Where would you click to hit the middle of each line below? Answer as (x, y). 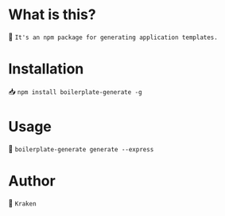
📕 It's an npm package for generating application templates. (113, 37)
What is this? (52, 15)
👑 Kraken (23, 203)
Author (32, 181)
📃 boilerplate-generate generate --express (81, 148)
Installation (46, 69)
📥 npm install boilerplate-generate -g (75, 91)
